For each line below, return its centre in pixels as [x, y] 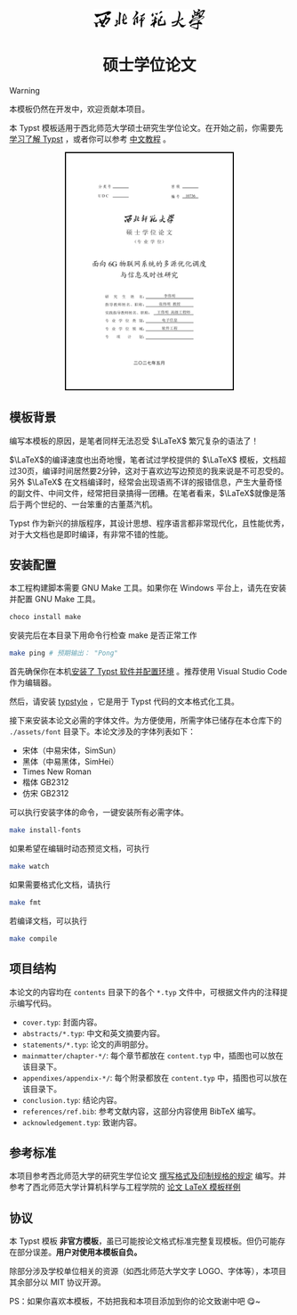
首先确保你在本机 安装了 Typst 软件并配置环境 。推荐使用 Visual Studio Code [148, 672]
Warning [24, 90]
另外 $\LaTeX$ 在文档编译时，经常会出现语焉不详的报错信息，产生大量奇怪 [146, 482]
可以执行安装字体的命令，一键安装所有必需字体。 [99, 813]
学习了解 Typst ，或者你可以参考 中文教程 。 [90, 139]
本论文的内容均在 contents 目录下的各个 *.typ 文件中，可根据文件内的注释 [144, 992]
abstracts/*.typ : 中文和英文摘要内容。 [93, 1033]
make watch [29, 867]
